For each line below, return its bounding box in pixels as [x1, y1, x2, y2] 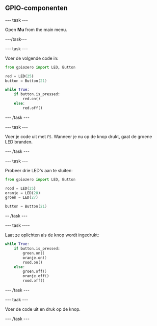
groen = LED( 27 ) [5, 195, 38, 200]
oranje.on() [23, 255, 48, 260]
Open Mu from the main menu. [5, 27, 67, 33]
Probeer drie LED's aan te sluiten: [5, 167, 73, 173]
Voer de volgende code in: [5, 55, 59, 61]
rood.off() [23, 278, 45, 283]
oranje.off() [23, 274, 50, 279]
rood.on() [23, 260, 43, 265]
